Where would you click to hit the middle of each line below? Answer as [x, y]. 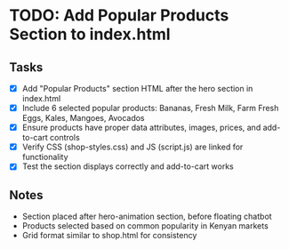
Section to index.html [90, 34]
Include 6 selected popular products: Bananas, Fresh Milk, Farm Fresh [150, 108]
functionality [45, 157]
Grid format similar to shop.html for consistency [109, 236]
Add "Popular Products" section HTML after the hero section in [137, 88]
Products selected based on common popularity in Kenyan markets [145, 226]
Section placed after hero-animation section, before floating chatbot [147, 217]
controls [65, 138]
